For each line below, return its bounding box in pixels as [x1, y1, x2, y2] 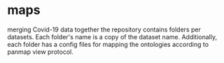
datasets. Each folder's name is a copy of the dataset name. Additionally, [7, 32, 218, 41]
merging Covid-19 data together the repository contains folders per [7, 25, 201, 34]
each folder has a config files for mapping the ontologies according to [7, 40, 209, 48]
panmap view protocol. [7, 48, 73, 56]
